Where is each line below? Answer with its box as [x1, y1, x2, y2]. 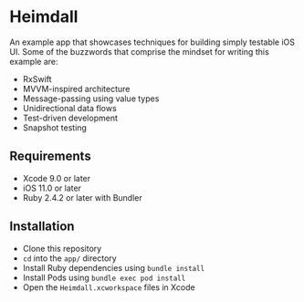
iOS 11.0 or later [22, 182, 82, 193]
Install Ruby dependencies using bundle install [22, 262, 205, 273]
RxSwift [22, 73, 52, 84]
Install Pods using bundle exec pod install [22, 272, 186, 283]
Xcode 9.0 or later [22, 172, 91, 183]
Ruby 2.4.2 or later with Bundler [22, 192, 143, 203]
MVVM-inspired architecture [22, 83, 131, 94]
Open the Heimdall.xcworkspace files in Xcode [22, 281, 195, 293]
